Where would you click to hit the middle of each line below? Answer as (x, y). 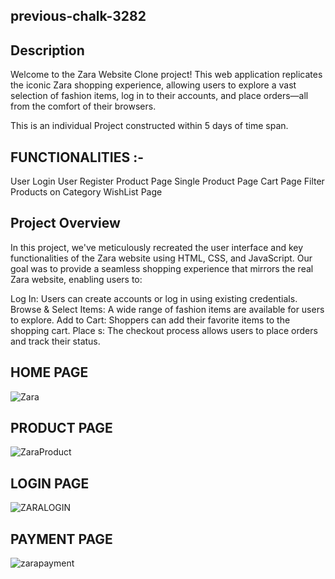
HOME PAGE (49, 372)
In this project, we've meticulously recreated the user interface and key (157, 247)
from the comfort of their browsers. (83, 106)
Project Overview (65, 223)
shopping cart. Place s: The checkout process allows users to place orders (164, 330)
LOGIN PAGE (50, 483)
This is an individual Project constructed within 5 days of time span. (149, 126)
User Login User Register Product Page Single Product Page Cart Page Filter (167, 181)
